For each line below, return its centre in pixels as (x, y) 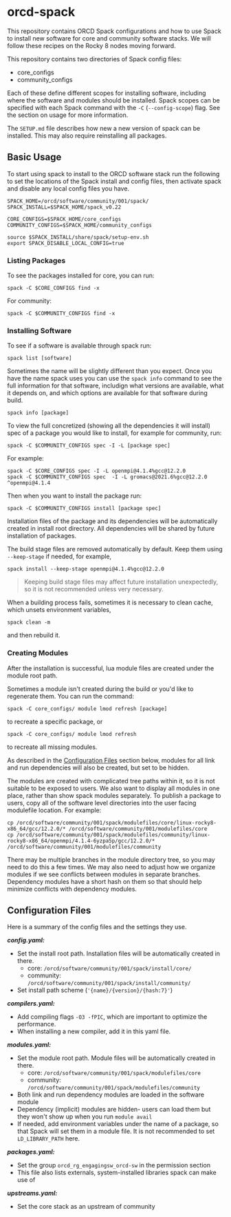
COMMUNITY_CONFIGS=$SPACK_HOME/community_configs (80, 225)
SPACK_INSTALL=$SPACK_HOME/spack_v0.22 (64, 207)
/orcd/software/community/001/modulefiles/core (138, 829)
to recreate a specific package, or (55, 721)
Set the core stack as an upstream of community (86, 1207)
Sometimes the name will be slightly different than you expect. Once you (110, 371)
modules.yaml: (29, 1045)
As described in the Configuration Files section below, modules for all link (111, 760)
